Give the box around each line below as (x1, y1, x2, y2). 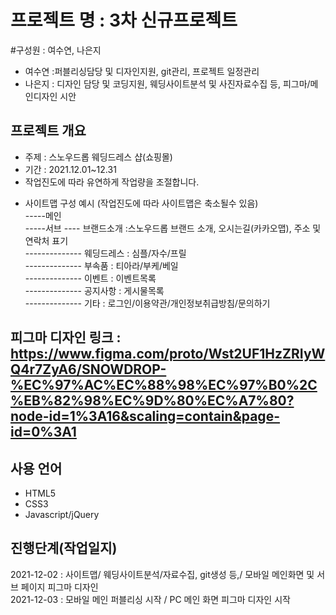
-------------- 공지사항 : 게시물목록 (24, 284, 165, 296)
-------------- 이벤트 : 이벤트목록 (24, 272, 157, 284)
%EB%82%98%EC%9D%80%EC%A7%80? (10, 392, 295, 410)
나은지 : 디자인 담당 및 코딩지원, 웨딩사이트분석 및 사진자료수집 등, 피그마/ (24, 77, 311, 90)
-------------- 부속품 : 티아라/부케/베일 (24, 259, 179, 271)
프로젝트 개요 (10, 122, 87, 140)
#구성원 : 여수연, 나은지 (10, 44, 102, 56)
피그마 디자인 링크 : (10, 329, 122, 346)
